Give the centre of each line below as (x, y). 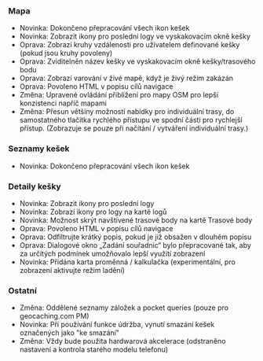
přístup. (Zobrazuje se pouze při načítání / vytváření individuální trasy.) (134, 128)
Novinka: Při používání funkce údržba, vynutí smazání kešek (117, 325)
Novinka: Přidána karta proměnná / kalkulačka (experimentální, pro (127, 262)
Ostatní (22, 290)
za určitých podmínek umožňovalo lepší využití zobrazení (112, 253)
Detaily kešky (35, 186)
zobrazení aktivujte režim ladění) (72, 270)
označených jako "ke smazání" (69, 333)
